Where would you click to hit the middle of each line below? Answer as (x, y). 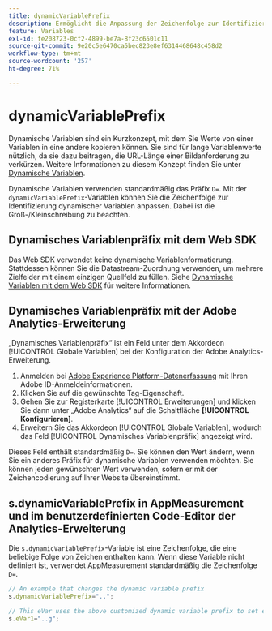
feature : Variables (41, 31)
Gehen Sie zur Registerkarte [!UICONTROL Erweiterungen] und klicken (138, 401)
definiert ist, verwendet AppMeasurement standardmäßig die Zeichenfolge (133, 565)
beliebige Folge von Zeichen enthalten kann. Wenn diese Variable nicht (127, 557)
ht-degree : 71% (34, 69)
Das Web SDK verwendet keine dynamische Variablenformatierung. (121, 260)
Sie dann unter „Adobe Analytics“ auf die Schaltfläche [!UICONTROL (134, 410)
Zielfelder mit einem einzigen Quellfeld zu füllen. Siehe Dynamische (121, 277)
